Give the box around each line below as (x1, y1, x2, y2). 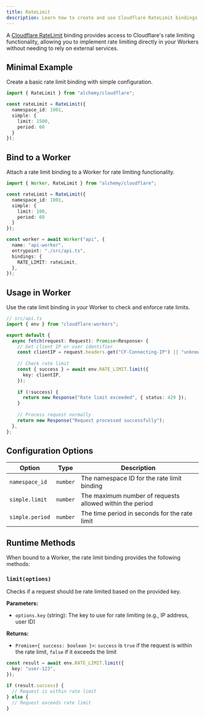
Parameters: (6, 600, 38, 607)
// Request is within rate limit (12, 688, 97, 694)
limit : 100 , (17, 208, 48, 215)
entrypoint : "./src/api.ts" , (12, 248, 86, 254)
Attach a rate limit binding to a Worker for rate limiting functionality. (6, 169, 175, 176)
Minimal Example (6, 62, 73, 72)
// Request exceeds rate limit (12, 699, 92, 706)
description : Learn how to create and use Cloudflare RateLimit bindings (6, 15, 198, 21)
